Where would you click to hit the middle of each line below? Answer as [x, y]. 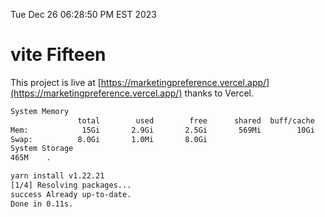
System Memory [40, 111]
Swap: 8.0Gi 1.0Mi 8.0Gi [109, 139]
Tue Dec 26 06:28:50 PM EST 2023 [83, 14]
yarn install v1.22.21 [57, 176]
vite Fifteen [58, 55]
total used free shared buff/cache [196, 120]
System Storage [42, 149]
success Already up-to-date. [71, 194]
